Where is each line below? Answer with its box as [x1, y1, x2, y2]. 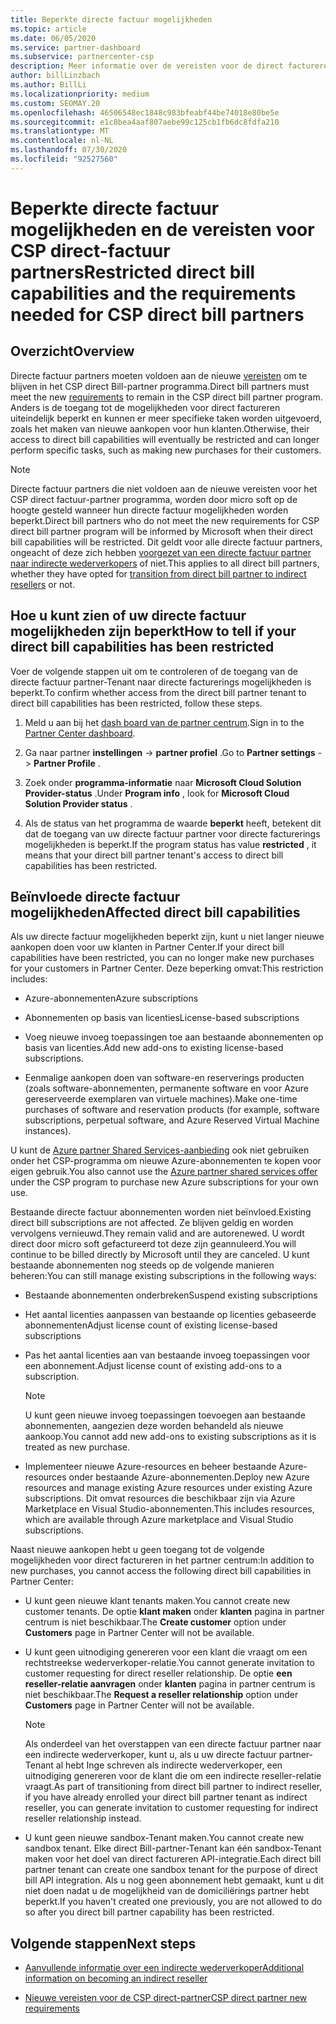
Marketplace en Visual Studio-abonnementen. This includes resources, [24, 1503, 315, 1515]
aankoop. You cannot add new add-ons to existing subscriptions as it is [24, 1431, 317, 1443]
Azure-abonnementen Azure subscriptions [24, 992, 199, 1005]
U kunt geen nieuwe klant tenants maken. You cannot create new [24, 1595, 291, 1607]
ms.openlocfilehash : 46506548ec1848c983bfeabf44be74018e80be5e [10, 107, 280, 118]
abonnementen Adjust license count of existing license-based [24, 1319, 278, 1331]
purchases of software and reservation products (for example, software [24, 1104, 320, 1116]
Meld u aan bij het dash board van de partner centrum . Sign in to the [24, 716, 305, 728]
